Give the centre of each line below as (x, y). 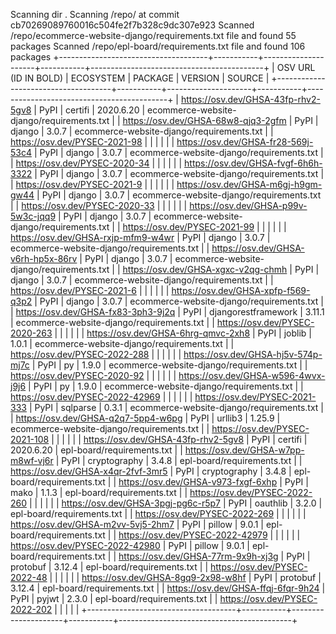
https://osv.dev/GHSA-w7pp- (244, 450)
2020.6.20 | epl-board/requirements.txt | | (96, 450)
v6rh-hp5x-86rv (44, 258)
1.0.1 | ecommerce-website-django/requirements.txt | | (122, 343)
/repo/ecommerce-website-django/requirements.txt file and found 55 (153, 35)
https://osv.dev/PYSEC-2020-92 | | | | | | (93, 375)
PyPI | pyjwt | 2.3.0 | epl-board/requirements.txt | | (114, 598)
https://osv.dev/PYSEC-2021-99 (188, 227)
